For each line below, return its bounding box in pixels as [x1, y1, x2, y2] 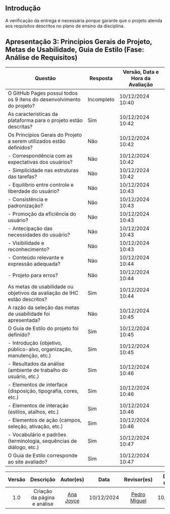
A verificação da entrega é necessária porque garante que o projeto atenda [5, 17, 163, 23]
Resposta [89, 74, 113, 81]
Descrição [30, 476, 56, 483]
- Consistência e [8, 196, 48, 203]
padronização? [8, 202, 44, 209]
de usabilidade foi [8, 310, 50, 317]
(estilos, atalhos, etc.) [8, 408, 59, 415]
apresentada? [8, 316, 40, 323]
